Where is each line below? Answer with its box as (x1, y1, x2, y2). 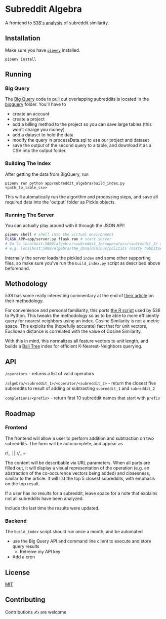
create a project (12, 116, 45, 122)
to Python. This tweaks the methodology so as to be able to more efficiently (5, 312, 160, 319)
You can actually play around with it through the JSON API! (5, 223, 125, 229)
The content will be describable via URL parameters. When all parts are (5, 460, 150, 465)
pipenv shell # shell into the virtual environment (5, 232, 114, 237)
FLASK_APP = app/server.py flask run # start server (5, 236, 112, 241)
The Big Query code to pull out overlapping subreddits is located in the (5, 96, 149, 102)
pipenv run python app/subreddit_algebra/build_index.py (5, 181, 125, 186)
